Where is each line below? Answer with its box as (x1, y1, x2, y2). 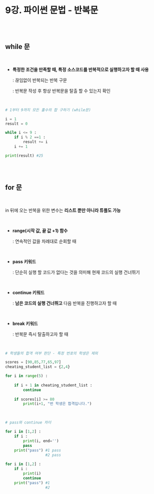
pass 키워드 (12, 258, 36, 264)
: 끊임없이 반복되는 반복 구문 (12, 77, 67, 83)
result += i (23, 140, 48, 145)
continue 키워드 (12, 289, 45, 295)
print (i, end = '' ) (23, 438, 59, 443)
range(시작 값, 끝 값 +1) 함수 (12, 227, 68, 233)
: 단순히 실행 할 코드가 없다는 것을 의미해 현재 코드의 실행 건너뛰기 (12, 269, 140, 275)
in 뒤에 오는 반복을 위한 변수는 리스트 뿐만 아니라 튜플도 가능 (5, 207, 121, 213)
